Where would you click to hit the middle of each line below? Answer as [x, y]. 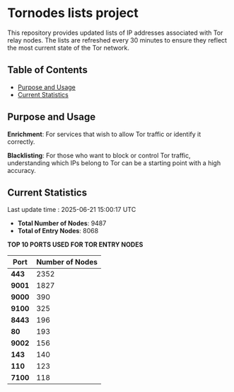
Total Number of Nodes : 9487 [62, 223]
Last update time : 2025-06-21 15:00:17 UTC [72, 210]
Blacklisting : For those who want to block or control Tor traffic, [99, 155]
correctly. [21, 141]
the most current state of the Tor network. [68, 47]
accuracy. [22, 170]
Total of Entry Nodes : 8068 [58, 231]
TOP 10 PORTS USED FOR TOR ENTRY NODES [75, 245]
